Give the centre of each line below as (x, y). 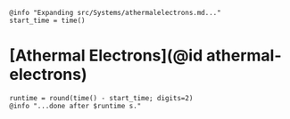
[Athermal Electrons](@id (106, 56)
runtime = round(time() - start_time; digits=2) (101, 98)
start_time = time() (48, 20)
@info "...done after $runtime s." (75, 106)
